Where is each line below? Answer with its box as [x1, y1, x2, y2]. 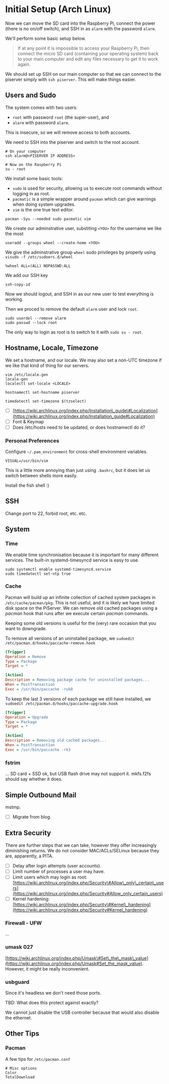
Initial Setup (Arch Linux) [5, 4, 111, 15]
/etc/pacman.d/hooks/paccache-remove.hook [5, 640, 96, 645]
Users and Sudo [5, 91, 56, 99]
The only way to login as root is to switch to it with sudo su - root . [5, 329, 143, 335]
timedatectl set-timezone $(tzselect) [5, 399, 87, 404]
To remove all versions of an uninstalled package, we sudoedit [5, 635, 135, 641]
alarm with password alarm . [12, 120, 69, 126]
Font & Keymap [12, 418, 44, 424]
